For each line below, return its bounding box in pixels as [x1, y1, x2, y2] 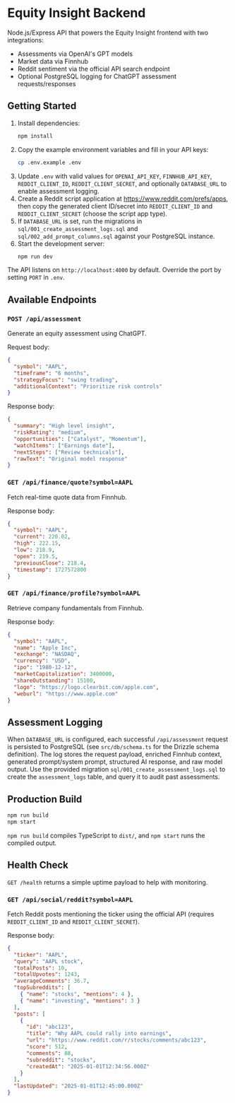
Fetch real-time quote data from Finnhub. [7, 492, 127, 501]
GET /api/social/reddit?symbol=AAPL [7, 895, 133, 904]
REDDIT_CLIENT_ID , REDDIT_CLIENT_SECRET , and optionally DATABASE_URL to [17, 179, 227, 188]
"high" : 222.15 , [13, 540, 61, 547]
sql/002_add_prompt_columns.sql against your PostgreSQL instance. [17, 232, 215, 240]
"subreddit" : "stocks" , [25, 1056, 97, 1063]
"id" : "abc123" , [25, 1023, 74, 1031]
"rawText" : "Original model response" [13, 455, 128, 462]
